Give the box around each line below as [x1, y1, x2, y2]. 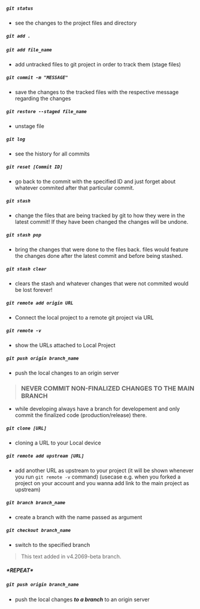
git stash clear [6, 266, 47, 272]
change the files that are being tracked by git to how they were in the [14, 212, 186, 219]
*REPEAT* [6, 567, 34, 574]
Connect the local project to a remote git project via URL [14, 314, 154, 321]
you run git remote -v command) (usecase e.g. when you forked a [14, 473, 181, 480]
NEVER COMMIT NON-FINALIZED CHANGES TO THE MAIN [20, 384, 195, 392]
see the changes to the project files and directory [14, 19, 137, 26]
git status [6, 5, 34, 11]
